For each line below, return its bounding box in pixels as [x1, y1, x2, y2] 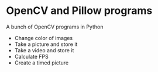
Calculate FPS [14, 53, 49, 60]
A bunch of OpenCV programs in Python [6, 23, 104, 30]
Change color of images [14, 34, 73, 41]
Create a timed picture [14, 59, 69, 66]
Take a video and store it [14, 46, 74, 53]
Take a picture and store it [14, 41, 78, 48]
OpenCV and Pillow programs [6, 4, 153, 17]
